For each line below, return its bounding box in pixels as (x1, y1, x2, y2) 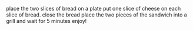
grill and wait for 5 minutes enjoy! (6, 18, 87, 24)
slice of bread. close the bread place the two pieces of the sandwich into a (6, 11, 187, 18)
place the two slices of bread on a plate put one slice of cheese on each (6, 5, 181, 12)
